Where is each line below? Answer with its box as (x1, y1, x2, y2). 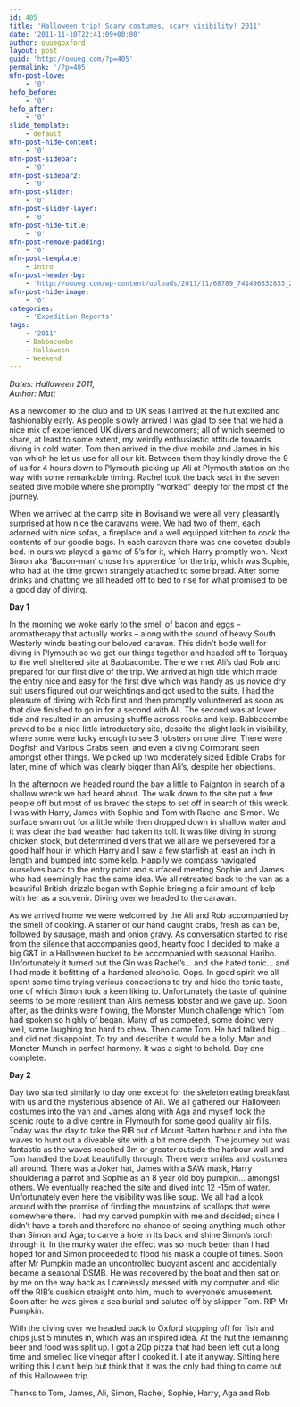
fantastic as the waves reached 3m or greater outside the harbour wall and (9, 1143, 284, 1154)
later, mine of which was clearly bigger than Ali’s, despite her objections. (9, 761, 276, 771)
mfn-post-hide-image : (9, 287, 90, 296)
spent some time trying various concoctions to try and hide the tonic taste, (9, 976, 284, 987)
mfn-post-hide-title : (9, 221, 90, 230)
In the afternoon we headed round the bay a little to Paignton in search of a (9, 779, 286, 789)
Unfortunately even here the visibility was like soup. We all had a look (9, 1191, 264, 1202)
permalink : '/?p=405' (9, 63, 90, 72)
